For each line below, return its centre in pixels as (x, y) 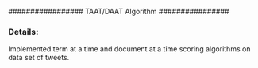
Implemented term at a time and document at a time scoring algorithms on (129, 49)
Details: (23, 32)
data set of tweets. (39, 58)
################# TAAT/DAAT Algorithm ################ (119, 11)
